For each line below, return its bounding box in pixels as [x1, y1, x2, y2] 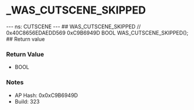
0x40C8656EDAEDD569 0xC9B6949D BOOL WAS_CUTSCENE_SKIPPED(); [6, 29, 189, 36]
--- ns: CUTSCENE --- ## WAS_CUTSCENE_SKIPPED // [6, 23, 141, 30]
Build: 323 [14, 98, 40, 105]
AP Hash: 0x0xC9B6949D [14, 92, 78, 99]
